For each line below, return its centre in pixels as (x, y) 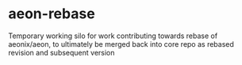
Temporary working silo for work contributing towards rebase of (113, 36)
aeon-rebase (52, 14)
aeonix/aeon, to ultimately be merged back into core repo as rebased (121, 44)
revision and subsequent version (61, 52)
